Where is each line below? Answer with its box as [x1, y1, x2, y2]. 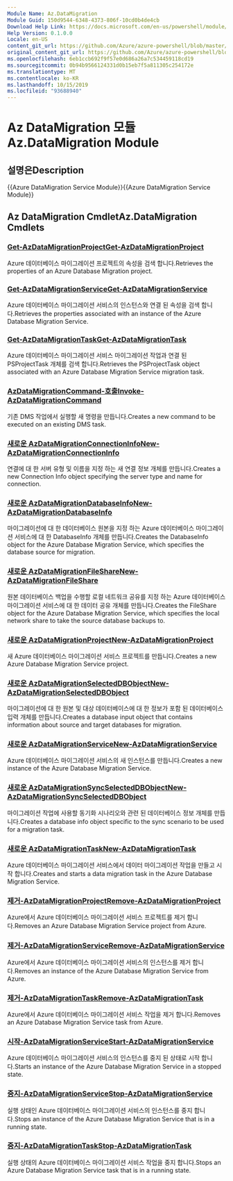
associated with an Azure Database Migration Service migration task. [7, 367, 205, 376]
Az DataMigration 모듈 [7, 119, 136, 135]
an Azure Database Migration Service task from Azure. [7, 1018, 163, 1026]
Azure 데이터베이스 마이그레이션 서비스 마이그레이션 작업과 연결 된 [7, 352, 187, 360]
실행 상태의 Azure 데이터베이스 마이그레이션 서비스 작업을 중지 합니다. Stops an [7, 1158, 221, 1166]
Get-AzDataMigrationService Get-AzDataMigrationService [7, 284, 208, 294]
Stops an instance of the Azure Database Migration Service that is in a [14, 1114, 215, 1123]
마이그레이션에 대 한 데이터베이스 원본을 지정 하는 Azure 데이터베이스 [7, 524, 195, 532]
